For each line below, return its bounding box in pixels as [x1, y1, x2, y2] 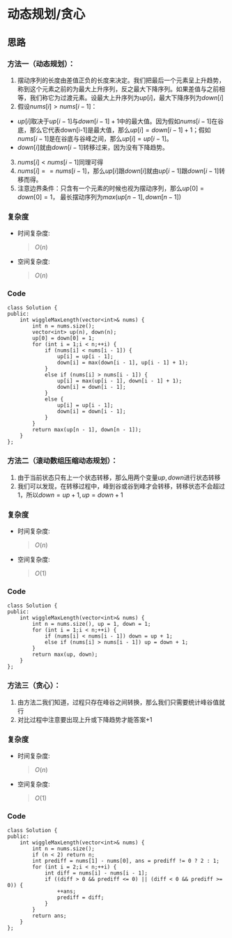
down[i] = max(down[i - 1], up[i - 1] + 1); [56, 360, 189, 367]
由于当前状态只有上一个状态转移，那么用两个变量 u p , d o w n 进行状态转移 [17, 473, 221, 482]
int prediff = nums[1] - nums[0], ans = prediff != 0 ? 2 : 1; [32, 858, 219, 865]
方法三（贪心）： [7, 681, 61, 691]
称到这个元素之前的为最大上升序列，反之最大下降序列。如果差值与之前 [17, 84, 219, 93]
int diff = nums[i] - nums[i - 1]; [44, 870, 148, 877]
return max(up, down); [32, 651, 98, 659]
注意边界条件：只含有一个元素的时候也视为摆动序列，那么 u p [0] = [17, 184, 204, 192]
